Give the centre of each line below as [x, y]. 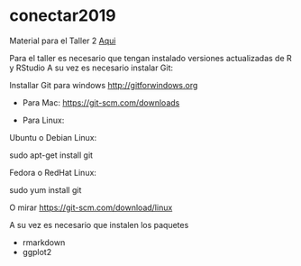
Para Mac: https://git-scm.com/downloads [101, 102]
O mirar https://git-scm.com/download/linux [91, 207]
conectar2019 [63, 16]
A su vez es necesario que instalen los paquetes [99, 225]
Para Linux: [43, 120]
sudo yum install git [46, 189]
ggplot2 [37, 252]
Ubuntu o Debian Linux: [53, 137]
